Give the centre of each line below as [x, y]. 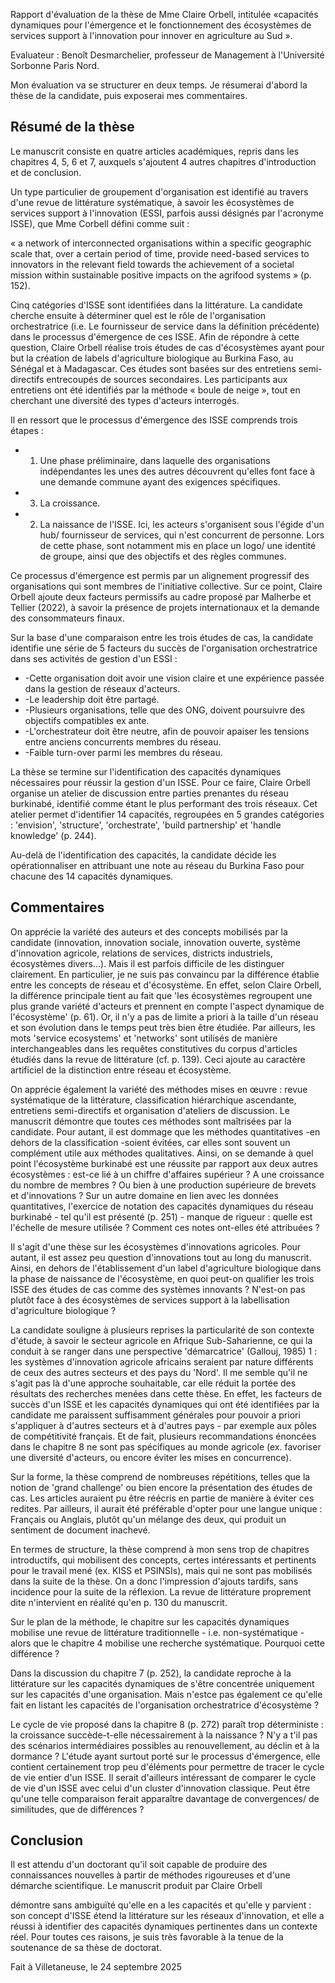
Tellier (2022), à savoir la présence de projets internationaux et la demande [165, 607]
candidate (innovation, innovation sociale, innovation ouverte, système [155, 942]
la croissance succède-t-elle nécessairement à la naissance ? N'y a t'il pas [164, 1735]
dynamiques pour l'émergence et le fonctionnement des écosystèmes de [161, 25]
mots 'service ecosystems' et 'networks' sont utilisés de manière [144, 1038]
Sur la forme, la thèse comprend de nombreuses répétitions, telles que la [160, 1476]
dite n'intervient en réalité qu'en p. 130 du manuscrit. [119, 1602]
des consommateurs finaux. [68, 618]
